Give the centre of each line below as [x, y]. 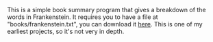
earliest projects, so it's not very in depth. [66, 31]
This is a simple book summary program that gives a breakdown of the [107, 10]
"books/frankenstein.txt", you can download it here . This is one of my [105, 24]
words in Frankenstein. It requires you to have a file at [83, 17]
